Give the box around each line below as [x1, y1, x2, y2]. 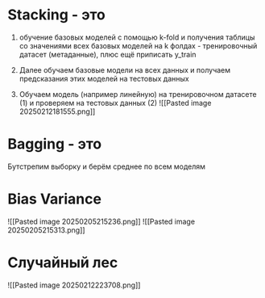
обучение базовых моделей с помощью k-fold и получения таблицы [19, 32, 255, 42]
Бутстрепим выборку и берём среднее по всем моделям [7, 162, 206, 171]
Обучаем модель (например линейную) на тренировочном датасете [19, 89, 257, 99]
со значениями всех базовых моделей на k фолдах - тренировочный [19, 40, 258, 50]
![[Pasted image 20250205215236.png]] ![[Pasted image [7, 216, 195, 226]
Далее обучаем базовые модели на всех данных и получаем [19, 65, 231, 74]
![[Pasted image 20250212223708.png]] [7, 280, 141, 290]
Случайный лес [7, 254, 118, 271]
